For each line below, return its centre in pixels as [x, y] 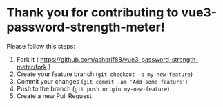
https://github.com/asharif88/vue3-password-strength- [119, 59]
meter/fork [32, 67]
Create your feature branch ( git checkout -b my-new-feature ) [105, 74]
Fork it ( [28, 59]
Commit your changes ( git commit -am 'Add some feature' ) [102, 81]
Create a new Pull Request [54, 96]
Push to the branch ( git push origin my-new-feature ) [93, 88]
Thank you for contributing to [93, 13]
